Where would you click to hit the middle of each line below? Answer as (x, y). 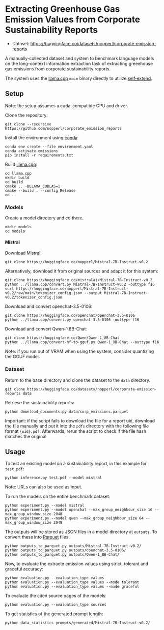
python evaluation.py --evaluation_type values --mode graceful (72, 587)
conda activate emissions (31, 151)
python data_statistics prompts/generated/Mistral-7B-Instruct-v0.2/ (78, 623)
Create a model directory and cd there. (44, 218)
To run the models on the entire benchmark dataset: (58, 496)
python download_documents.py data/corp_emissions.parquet (67, 412)
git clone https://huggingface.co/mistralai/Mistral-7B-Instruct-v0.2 (79, 280)
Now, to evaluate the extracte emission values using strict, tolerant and (77, 564)
